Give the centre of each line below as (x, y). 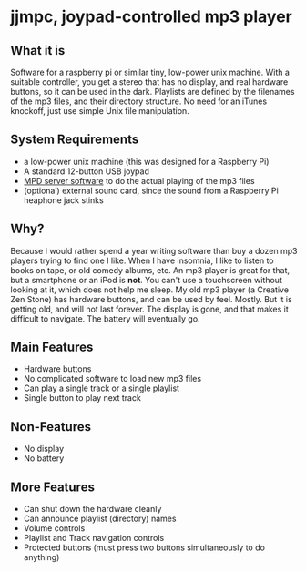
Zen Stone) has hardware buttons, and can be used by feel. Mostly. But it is (151, 299)
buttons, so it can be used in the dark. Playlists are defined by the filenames (153, 92)
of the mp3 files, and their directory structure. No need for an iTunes (139, 101)
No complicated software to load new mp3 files (112, 379)
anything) (41, 557)
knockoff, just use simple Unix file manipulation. (100, 111)
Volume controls (54, 528)
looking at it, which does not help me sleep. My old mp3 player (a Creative (150, 290)
